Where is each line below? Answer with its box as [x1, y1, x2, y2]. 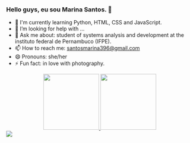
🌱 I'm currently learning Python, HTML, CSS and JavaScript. [14, 19, 162, 26]
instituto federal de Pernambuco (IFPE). [14, 38, 112, 45]
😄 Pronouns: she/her [14, 53, 67, 60]
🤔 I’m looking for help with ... [14, 25, 85, 32]
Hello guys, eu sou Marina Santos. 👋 [6, 5, 112, 14]
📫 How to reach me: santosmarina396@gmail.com [14, 45, 140, 52]
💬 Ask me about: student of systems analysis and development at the [14, 32, 185, 39]
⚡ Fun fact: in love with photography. [14, 60, 105, 67]
